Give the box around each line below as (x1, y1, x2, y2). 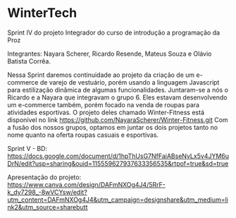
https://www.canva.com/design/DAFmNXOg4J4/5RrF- (7, 180, 166, 188)
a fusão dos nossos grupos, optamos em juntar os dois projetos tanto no (7, 123, 218, 131)
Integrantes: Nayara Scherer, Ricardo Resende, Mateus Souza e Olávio (7, 49, 212, 58)
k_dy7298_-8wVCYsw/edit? (7, 188, 88, 196)
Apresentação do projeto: (7, 173, 82, 181)
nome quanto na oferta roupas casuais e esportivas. (7, 131, 159, 139)
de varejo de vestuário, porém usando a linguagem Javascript (39, 78, 220, 86)
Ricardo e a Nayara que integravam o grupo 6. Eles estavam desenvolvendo (7, 93, 228, 102)
